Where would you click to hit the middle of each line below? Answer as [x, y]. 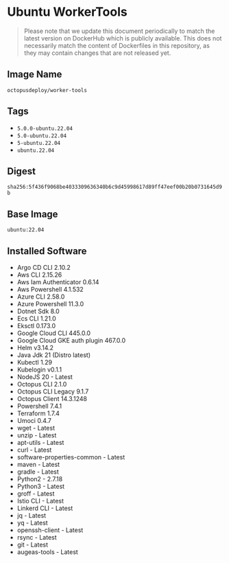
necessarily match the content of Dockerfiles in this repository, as [117, 45]
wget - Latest [36, 428]
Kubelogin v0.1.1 [39, 369]
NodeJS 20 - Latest [45, 377]
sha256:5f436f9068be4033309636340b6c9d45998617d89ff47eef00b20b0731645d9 [115, 187]
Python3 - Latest [41, 486]
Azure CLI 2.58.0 [41, 297]
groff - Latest [36, 494]
